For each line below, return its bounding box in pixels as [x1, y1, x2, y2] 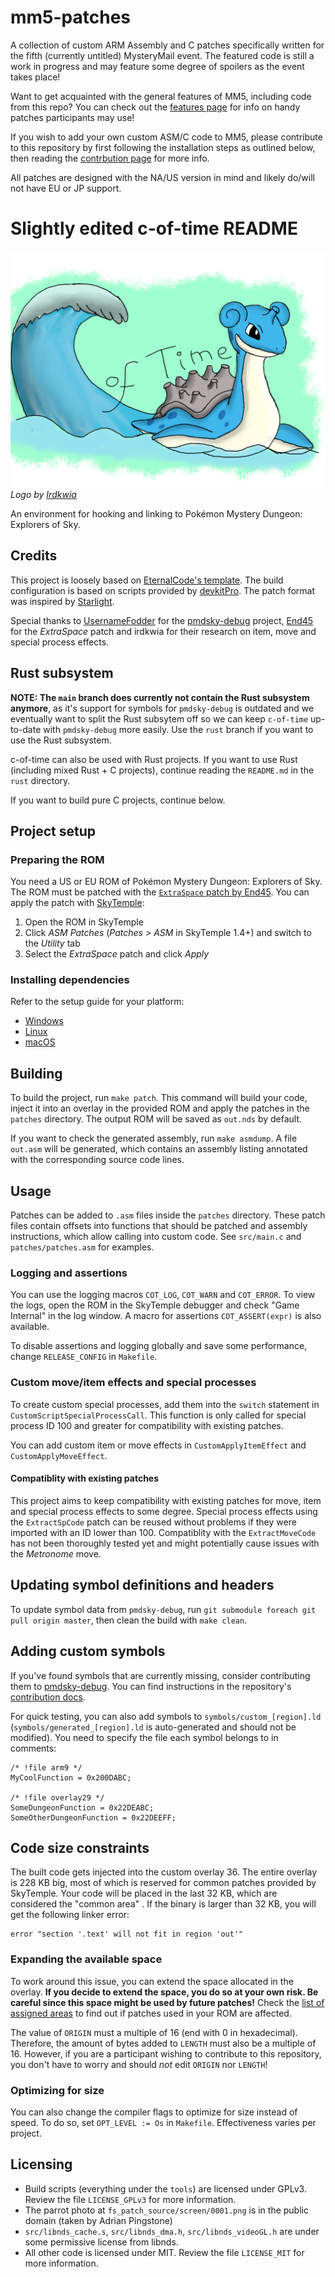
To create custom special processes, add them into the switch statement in [10, 1398, 320, 1410]
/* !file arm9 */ [10, 1762, 83, 1773]
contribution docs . [10, 1691, 86, 1703]
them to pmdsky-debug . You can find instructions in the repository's [10, 1680, 292, 1692]
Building [10, 1065, 63, 1082]
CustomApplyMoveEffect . [10, 1449, 108, 1461]
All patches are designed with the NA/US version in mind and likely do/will [10, 171, 315, 183]
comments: [10, 1742, 57, 1754]
